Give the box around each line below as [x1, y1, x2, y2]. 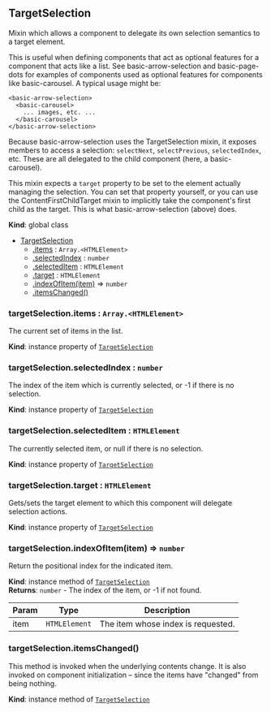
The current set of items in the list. [8, 326, 123, 336]
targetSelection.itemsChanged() [8, 643, 140, 654]
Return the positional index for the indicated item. [8, 561, 174, 571]
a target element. [8, 37, 66, 46]
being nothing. [8, 678, 57, 688]
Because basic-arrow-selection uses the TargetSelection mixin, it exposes [8, 136, 257, 146]
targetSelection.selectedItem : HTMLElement [8, 425, 180, 437]
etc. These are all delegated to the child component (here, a [8, 153, 209, 163]
